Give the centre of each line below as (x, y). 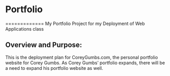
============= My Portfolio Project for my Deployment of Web (75, 23)
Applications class (25, 29)
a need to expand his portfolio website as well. (54, 68)
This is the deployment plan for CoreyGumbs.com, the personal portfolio (82, 57)
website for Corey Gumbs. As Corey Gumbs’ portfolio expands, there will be (85, 63)
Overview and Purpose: (44, 45)
